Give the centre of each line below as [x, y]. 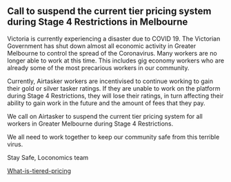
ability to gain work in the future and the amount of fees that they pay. [106, 103]
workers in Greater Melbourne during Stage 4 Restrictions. [90, 124]
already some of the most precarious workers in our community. [98, 67]
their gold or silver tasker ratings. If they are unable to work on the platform [114, 88]
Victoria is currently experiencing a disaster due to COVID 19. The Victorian [114, 38]
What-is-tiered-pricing [39, 170]
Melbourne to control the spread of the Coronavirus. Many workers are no [112, 53]
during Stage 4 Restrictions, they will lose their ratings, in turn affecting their [115, 95]
